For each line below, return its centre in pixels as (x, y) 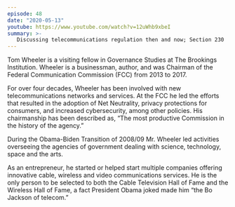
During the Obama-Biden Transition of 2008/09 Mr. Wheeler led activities (113, 139)
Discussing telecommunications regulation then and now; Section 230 (120, 40)
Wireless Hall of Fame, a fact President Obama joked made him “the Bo (110, 190)
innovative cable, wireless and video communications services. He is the (112, 175)
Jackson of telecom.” (38, 198)
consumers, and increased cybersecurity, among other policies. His (105, 111)
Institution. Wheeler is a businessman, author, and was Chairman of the (110, 67)
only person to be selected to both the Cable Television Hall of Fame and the (118, 182)
